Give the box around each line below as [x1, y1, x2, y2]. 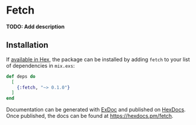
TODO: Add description [6, 23, 65, 30]
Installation [6, 40, 49, 50]
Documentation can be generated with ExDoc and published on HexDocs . [6, 106, 186, 113]
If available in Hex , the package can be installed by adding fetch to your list [6, 55, 191, 63]
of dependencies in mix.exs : [6, 62, 75, 69]
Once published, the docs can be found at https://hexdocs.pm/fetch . [6, 113, 173, 120]
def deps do [6, 73, 36, 80]
